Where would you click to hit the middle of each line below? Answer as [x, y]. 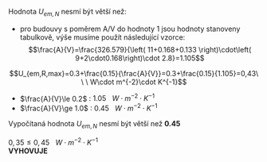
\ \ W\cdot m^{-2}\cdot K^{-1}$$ [134, 82]
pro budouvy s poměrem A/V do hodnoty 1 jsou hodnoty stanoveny [130, 29]
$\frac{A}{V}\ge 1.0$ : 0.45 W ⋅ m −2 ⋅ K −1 [88, 108]
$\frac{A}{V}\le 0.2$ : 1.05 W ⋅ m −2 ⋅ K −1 [87, 98]
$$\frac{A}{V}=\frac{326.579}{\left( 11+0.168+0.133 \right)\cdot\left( [140, 49]
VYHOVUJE [28, 151]
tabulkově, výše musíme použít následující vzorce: [102, 37]
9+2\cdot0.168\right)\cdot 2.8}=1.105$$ [140, 58]
